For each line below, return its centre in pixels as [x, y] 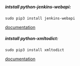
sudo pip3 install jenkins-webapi [40, 18]
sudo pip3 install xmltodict [35, 50]
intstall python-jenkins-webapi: [38, 7]
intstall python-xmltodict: [32, 38]
